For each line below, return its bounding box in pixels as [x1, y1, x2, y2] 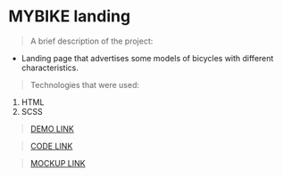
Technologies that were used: [29, 79, 140, 90]
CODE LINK [29, 141, 73, 151]
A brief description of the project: [29, 36, 154, 46]
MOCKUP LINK [29, 157, 86, 168]
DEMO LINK [29, 123, 75, 134]
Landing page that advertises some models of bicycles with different [21, 52, 274, 63]
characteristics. [21, 62, 79, 73]
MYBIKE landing [8, 6, 131, 27]
